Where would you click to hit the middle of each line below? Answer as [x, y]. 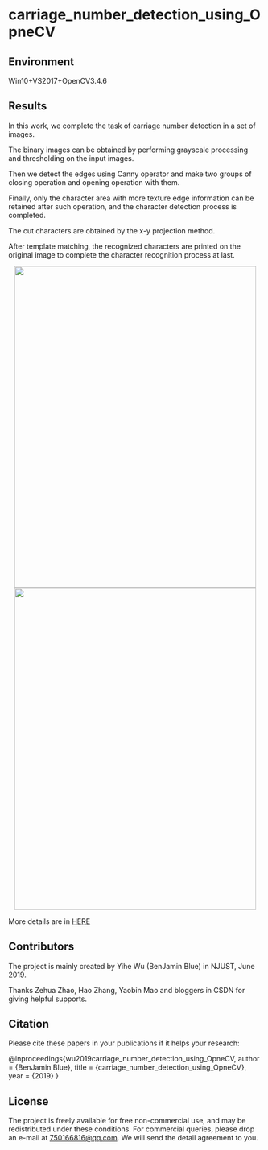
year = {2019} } [33, 1076]
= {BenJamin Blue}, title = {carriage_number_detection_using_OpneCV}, [128, 1067]
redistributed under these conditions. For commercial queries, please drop [132, 1129]
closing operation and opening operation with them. [94, 182]
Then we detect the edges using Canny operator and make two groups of [130, 174]
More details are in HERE [49, 921]
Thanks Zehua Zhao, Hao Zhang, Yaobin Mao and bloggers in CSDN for [127, 990]
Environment [41, 62]
